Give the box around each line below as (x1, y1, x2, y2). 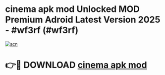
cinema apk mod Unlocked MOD (5, 3, 140, 15)
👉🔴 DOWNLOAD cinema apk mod (5, 60, 147, 71)
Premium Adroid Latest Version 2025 (5, 14, 161, 25)
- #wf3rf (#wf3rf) (5, 25, 79, 36)
